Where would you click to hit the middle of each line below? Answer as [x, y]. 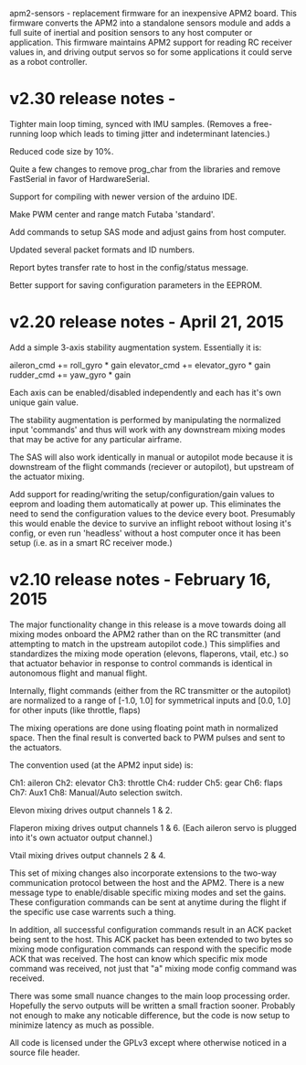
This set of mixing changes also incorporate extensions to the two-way [143, 873]
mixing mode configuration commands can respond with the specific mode [151, 949]
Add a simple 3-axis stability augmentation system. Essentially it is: [136, 347]
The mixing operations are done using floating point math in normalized [144, 728]
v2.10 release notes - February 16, [140, 580]
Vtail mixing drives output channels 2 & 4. [88, 855]
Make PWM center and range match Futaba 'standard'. [112, 214]
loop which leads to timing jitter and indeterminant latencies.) [156, 133]
